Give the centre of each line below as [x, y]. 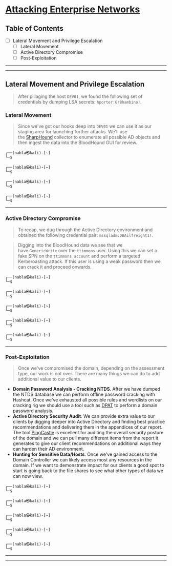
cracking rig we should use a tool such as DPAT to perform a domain [85, 405]
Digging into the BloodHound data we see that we [70, 245]
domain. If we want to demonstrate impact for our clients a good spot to [89, 465]
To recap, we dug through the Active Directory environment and [85, 230]
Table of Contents [35, 28]
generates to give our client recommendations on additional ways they [87, 443]
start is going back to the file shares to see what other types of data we [88, 471]
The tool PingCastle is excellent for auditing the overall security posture [88, 432]
